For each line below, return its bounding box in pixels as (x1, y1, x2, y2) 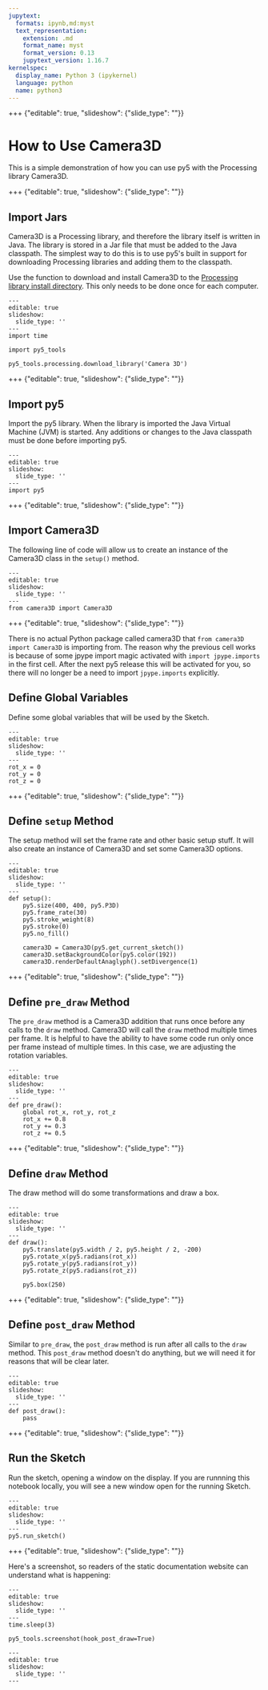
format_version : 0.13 (22, 49, 94, 57)
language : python (15, 79, 74, 87)
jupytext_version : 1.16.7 (22, 57, 110, 65)
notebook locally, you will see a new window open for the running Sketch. (8, 1481, 251, 1491)
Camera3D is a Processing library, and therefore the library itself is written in (8, 232, 261, 242)
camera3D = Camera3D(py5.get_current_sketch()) (22, 944, 184, 952)
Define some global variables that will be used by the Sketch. (8, 712, 210, 722)
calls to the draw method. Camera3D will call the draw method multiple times (8, 1025, 258, 1035)
